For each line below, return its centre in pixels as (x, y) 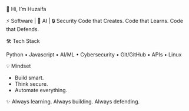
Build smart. (29, 78)
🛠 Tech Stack (23, 41)
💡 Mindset (19, 66)
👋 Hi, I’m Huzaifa (26, 9)
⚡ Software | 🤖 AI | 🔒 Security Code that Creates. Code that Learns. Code (95, 21)
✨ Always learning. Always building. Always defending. (73, 102)
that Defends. (23, 29)
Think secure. (31, 84)
